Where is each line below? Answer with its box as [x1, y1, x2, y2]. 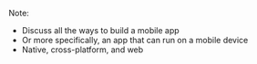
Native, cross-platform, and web [21, 44, 144, 55]
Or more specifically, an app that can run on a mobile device [21, 35, 249, 45]
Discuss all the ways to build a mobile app [21, 25, 180, 35]
